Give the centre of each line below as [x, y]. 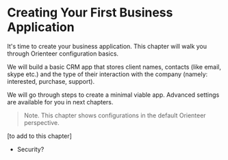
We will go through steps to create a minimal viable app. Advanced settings [113, 95]
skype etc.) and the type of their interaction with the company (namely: [107, 74]
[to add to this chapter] [39, 136]
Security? [30, 149]
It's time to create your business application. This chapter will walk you [107, 46]
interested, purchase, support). [51, 81]
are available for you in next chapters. [60, 102]
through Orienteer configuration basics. [63, 54]
